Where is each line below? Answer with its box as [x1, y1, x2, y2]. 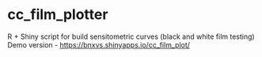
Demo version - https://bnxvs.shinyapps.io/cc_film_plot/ [7, 40, 191, 49]
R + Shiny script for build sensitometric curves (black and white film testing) [7, 32, 255, 41]
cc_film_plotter [7, 6, 108, 24]
